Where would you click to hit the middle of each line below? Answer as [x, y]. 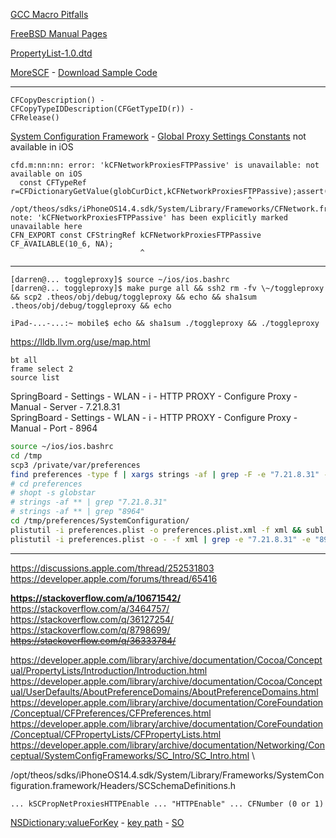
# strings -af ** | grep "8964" [77, 512]
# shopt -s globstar [53, 493]
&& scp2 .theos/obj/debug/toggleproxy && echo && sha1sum [133, 297]
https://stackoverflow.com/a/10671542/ [96, 598]
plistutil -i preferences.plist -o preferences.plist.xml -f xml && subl [167, 530]
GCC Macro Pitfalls [49, 14]
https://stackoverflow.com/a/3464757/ [90, 608]
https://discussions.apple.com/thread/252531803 [112, 568]
